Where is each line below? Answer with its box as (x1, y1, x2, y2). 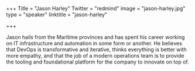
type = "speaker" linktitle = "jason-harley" (6, 11, 108, 18)
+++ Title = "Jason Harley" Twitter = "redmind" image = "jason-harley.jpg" (6, 5, 186, 12)
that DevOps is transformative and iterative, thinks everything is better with (6, 46, 187, 53)
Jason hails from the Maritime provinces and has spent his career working (6, 34, 185, 40)
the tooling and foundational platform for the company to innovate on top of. (6, 58, 189, 65)
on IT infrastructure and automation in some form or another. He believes (6, 40, 183, 47)
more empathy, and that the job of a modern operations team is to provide (6, 52, 184, 59)
